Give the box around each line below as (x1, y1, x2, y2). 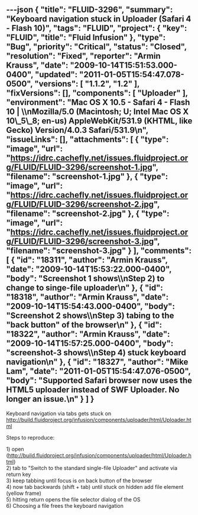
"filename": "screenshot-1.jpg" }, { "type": (6, 171, 168, 182)
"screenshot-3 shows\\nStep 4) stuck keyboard (6, 348, 186, 358)
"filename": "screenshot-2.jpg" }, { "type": (6, 209, 170, 219)
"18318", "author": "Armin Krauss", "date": (6, 292, 169, 302)
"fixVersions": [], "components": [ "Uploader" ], (6, 88, 188, 98)
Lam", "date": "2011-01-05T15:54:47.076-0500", (6, 366, 191, 376)
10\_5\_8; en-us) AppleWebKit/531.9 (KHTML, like (6, 116, 193, 126)
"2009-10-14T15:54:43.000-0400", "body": (6, 301, 176, 311)
